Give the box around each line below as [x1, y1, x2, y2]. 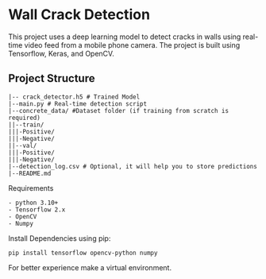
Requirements [8, 183, 54, 192]
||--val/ [8, 141, 37, 149]
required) [8, 114, 41, 122]
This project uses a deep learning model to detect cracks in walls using [8, 32, 241, 41]
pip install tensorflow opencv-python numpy [8, 249, 158, 257]
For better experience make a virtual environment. [8, 262, 172, 272]
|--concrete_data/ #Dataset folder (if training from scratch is [8, 107, 229, 114]
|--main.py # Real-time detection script [8, 99, 148, 108]
